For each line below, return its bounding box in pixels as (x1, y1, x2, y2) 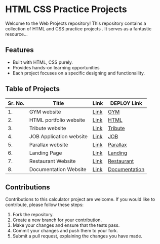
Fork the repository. (12, 212, 54, 218)
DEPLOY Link (110, 100, 143, 107)
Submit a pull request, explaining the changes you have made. (12, 233, 143, 239)
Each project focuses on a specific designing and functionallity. (12, 70, 145, 76)
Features (5, 46, 34, 54)
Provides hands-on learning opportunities (12, 64, 100, 70)
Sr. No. (8, 100, 24, 107)
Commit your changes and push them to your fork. (12, 228, 118, 234)
